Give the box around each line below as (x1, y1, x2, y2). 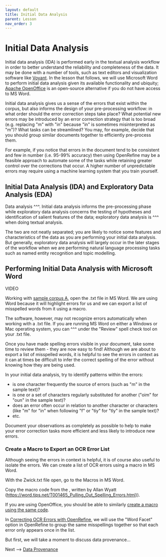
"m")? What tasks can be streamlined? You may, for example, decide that (5, 127, 155, 133)
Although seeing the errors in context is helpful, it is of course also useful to (5, 457, 160, 463)
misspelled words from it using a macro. (5, 305, 87, 311)
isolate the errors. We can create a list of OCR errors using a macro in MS (5, 462, 155, 468)
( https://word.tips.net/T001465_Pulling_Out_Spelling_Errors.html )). (5, 492, 140, 498)
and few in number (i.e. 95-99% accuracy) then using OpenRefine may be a (5, 152, 160, 158)
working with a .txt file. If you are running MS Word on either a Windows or (5, 320, 158, 326)
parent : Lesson (5, 16, 37, 21)
